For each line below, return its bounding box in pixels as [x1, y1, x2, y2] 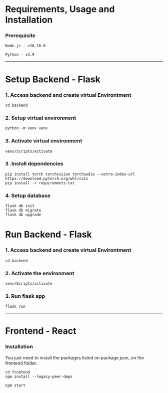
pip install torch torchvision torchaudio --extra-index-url [5, 171, 135, 176]
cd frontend [5, 369, 30, 374]
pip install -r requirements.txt [5, 180, 75, 185]
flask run [5, 304, 26, 309]
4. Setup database [5, 192, 51, 199]
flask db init [5, 204, 35, 209]
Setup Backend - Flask [5, 74, 101, 85]
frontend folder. [5, 360, 37, 366]
